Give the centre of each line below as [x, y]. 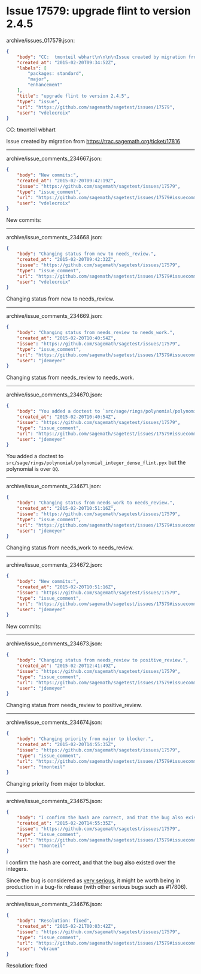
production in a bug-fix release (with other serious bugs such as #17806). [97, 887]
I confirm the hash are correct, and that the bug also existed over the [91, 862]
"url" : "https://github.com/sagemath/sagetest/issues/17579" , [96, 107]
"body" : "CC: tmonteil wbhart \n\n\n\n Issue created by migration [101, 57]
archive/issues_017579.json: [41, 40]
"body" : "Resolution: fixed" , [55, 921]
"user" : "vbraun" [39, 949]
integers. [17, 869]
